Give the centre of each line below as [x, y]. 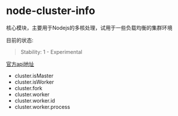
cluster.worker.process [42, 107]
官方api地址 [20, 64]
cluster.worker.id [35, 100]
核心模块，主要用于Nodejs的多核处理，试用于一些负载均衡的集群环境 [89, 28]
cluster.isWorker [34, 82]
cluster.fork [28, 88]
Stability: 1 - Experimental [51, 52]
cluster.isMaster [34, 76]
